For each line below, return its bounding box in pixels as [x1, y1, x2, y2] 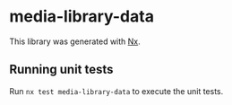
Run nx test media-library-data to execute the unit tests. [9, 85, 224, 96]
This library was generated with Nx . [9, 36, 141, 47]
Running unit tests [9, 62, 114, 77]
